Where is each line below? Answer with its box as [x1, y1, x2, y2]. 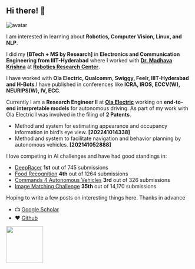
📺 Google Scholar [14, 205, 60, 212]
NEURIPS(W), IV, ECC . [6, 87, 61, 94]
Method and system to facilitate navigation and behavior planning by [14, 135, 181, 142]
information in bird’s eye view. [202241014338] [14, 128, 131, 135]
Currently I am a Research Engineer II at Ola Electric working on [6, 98, 163, 105]
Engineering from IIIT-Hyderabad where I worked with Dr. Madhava [6, 57, 173, 64]
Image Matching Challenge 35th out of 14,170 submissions [14, 182, 157, 190]
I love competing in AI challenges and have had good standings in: [6, 152, 167, 160]
